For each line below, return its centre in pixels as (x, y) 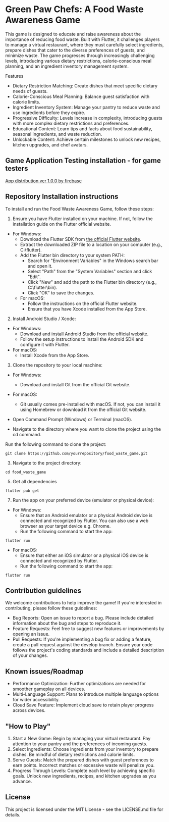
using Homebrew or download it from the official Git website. (83, 409)
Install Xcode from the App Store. (55, 355)
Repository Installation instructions (62, 197)
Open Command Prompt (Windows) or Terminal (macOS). (72, 419)
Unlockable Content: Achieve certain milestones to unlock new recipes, (87, 139)
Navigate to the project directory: (47, 463)
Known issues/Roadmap (45, 671)
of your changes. (30, 655)
